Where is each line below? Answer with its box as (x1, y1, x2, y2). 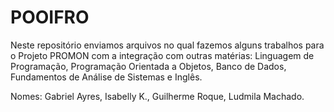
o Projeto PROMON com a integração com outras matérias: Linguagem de (10, 49, 315, 61)
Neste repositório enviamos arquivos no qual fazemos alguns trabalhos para (10, 39, 325, 51)
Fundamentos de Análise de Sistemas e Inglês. (10, 71, 203, 83)
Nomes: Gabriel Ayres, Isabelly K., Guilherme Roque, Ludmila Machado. (10, 90, 305, 102)
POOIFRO (10, 6, 90, 29)
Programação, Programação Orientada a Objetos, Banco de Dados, (10, 60, 287, 72)
